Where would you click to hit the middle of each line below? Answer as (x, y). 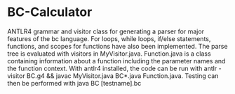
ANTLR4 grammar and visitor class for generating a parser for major (106, 31)
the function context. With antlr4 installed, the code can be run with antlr (112, 68)
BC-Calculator (50, 12)
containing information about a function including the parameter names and (116, 61)
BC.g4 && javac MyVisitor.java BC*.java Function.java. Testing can (123, 76)
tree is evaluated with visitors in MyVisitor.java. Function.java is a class (109, 54)
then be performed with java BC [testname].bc (74, 83)
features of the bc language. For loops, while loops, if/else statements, (109, 38)
